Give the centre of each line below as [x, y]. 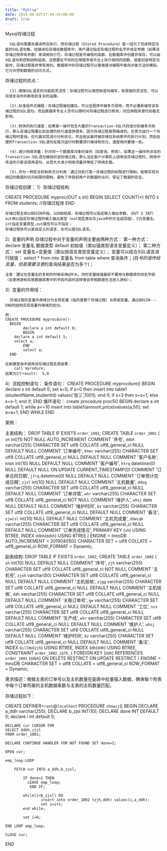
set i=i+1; [52, 804]
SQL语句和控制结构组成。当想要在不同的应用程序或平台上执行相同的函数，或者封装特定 [81, 60]
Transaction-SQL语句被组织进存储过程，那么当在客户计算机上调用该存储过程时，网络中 [83, 157]
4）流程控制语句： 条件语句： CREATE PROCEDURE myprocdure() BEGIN [80, 384]
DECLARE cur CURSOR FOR [30, 726]
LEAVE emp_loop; [44, 783]
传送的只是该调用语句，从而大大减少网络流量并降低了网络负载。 [61, 163]
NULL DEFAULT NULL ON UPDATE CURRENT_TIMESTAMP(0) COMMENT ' [81, 470]
